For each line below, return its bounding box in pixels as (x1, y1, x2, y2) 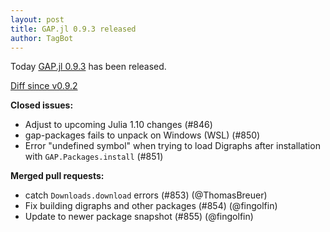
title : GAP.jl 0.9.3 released (10, 24, 137, 34)
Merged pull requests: (10, 170, 105, 182)
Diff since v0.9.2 (10, 80, 78, 92)
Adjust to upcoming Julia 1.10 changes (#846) (24, 119, 213, 131)
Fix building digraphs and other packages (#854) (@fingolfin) (24, 200, 278, 212)
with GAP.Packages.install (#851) (24, 151, 164, 163)
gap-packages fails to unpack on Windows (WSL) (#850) (24, 129, 261, 141)
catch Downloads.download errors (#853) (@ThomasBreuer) (24, 189, 268, 201)
